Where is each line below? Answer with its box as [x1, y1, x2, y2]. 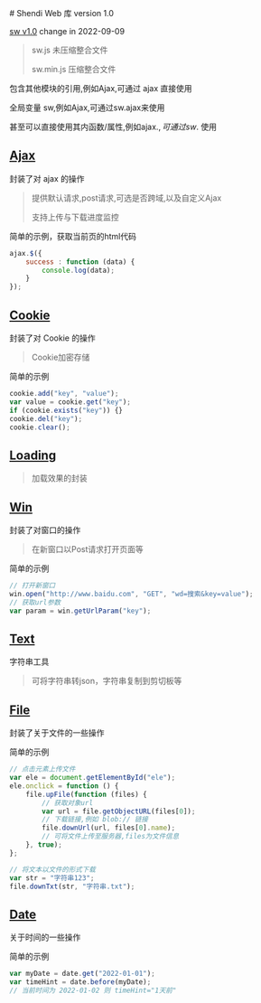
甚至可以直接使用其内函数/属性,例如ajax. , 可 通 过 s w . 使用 [9, 121, 218, 132]
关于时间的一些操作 [9, 932, 81, 942]
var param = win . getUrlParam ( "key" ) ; [9, 606, 152, 615]
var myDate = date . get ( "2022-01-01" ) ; [9, 970, 155, 979]
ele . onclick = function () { [9, 781, 119, 791]
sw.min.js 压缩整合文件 [31, 64, 117, 74]
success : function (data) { [25, 257, 135, 267]
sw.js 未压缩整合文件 [31, 44, 108, 55]
